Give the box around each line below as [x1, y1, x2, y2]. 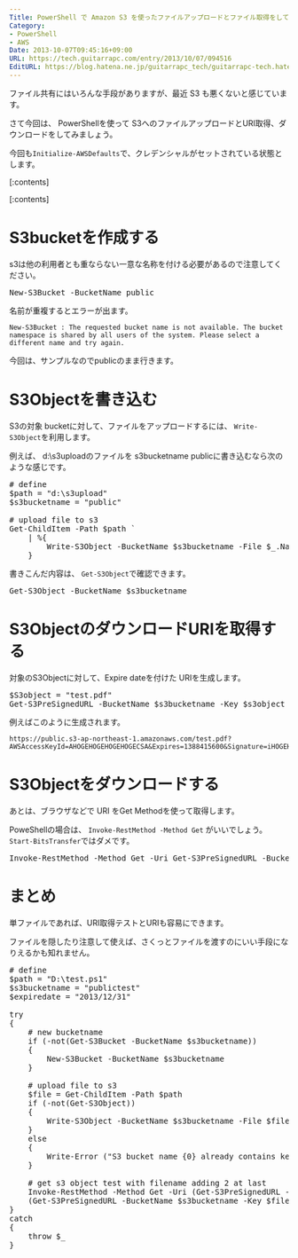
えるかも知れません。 [16, 947, 95, 958]
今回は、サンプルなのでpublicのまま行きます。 [9, 355, 179, 366]
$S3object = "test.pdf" [9, 689, 113, 700]
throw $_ [27, 1230, 67, 1241]
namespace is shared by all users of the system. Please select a [9, 330, 260, 340]
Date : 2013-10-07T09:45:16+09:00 [9, 46, 133, 55]
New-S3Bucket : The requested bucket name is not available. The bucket [9, 323, 284, 332]
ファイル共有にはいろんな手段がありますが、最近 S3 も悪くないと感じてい [9, 88, 280, 98]
